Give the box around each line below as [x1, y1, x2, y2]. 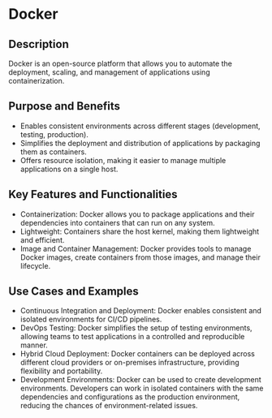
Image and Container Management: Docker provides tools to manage [19, 243, 252, 253]
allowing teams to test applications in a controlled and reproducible [19, 332, 245, 342]
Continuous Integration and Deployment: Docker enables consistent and [19, 306, 262, 316]
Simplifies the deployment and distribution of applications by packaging [19, 138, 261, 148]
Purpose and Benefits [8, 99, 120, 114]
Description [8, 37, 69, 51]
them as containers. [19, 147, 87, 157]
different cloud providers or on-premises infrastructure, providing [19, 358, 240, 368]
